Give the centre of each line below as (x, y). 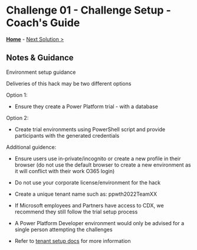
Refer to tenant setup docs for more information (73, 241)
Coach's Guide (43, 23)
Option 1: (17, 95)
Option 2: (17, 118)
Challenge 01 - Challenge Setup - (88, 10)
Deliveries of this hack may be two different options (69, 83)
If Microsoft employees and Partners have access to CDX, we (89, 205)
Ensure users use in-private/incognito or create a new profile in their (98, 158)
